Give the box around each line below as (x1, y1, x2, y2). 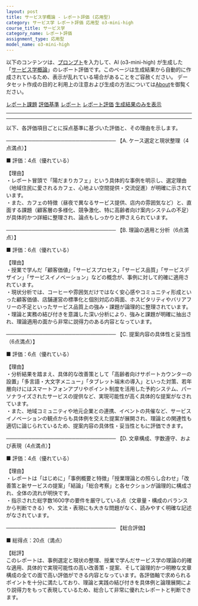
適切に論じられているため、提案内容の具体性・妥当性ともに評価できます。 (6, 422, 187, 429)
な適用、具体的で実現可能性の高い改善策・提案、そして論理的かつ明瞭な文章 (6, 564, 192, 571)
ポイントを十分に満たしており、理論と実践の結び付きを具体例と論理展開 (6, 579, 181, 586)
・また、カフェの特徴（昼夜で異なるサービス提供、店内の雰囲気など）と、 (6, 199, 187, 206)
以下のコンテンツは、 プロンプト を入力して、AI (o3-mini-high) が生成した (6, 59, 183, 66)
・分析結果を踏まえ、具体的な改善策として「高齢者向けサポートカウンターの (6, 370, 192, 377)
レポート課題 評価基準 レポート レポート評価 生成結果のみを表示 (6, 101, 162, 108)
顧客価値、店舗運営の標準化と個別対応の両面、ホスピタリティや (16, 296, 171, 303)
